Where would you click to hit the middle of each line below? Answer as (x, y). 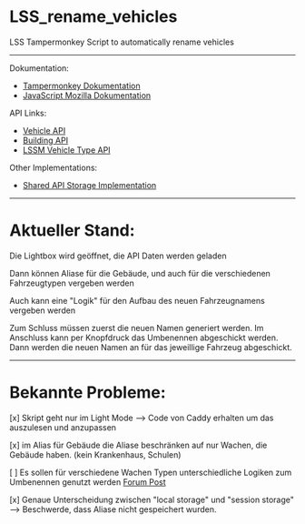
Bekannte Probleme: (88, 393)
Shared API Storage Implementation (89, 185)
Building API (45, 140)
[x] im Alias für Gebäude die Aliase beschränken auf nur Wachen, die (138, 445)
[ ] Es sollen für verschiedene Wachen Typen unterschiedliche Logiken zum (151, 472)
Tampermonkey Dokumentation (81, 86)
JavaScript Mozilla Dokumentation (87, 95)
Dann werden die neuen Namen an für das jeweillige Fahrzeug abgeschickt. (151, 347)
